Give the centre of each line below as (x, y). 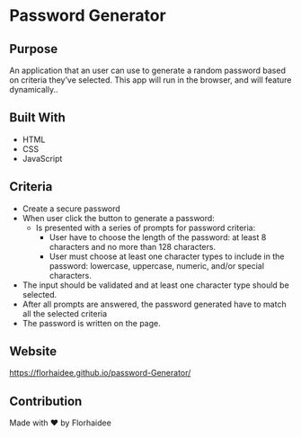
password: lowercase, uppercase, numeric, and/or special (157, 265)
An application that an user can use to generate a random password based (147, 70)
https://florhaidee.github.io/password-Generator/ (100, 373)
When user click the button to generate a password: (119, 218)
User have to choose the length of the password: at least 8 (158, 237)
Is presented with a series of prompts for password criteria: (146, 227)
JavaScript (42, 158)
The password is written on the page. (91, 323)
